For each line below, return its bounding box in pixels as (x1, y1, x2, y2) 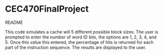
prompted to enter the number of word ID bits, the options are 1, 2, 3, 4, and (5, 34, 157, 40)
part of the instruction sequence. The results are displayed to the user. (5, 44, 146, 50)
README (5, 19, 23, 25)
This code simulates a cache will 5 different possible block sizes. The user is (5, 29, 159, 35)
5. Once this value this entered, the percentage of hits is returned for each (5, 39, 154, 45)
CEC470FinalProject (5, 3, 89, 15)
